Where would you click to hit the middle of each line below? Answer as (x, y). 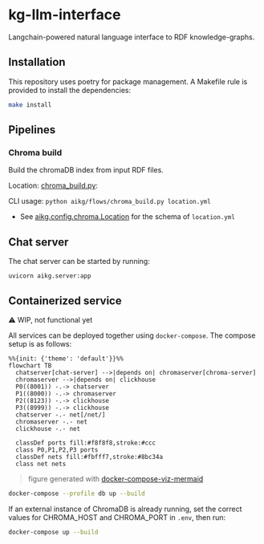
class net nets (41, 464)
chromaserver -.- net (52, 422)
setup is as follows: (40, 343)
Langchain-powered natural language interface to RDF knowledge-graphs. (132, 37)
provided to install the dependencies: (69, 90)
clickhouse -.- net (48, 428)
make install (30, 105)
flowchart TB (30, 365)
